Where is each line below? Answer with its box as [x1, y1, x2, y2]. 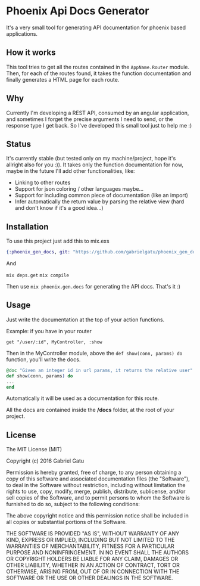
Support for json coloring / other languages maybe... [14, 185, 144, 193]
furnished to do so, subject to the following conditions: [6, 501, 140, 508]
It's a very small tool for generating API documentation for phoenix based [6, 24, 186, 31]
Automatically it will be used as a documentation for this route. [6, 395, 160, 402]
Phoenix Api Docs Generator [6, 4, 149, 18]
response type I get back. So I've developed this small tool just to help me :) [6, 122, 192, 129]
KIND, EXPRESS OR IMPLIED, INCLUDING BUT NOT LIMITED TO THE [6, 537, 175, 544]
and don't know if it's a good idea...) [14, 204, 104, 212]
